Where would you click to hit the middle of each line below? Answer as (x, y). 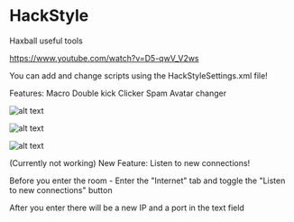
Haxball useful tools (46, 41)
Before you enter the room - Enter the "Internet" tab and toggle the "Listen (147, 180)
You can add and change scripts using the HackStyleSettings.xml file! (138, 75)
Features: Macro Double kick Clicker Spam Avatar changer (118, 93)
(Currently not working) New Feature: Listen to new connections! (130, 162)
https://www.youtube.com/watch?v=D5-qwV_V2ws (105, 58)
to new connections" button (61, 190)
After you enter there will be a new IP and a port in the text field (127, 208)
